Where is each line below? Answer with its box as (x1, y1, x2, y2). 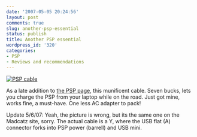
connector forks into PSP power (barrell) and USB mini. (6, 124, 143, 131)
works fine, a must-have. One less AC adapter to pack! (6, 99, 141, 106)
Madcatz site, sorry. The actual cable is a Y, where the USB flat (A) (6, 117, 171, 124)
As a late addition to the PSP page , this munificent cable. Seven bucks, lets (6, 87, 191, 94)
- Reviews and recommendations (6, 59, 84, 65)
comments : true (6, 20, 44, 26)
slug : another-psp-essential (6, 25, 79, 32)
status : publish (6, 31, 47, 37)
